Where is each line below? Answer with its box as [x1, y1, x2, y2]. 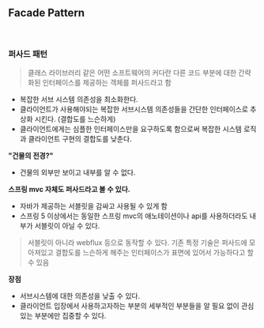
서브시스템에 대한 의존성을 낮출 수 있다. [19, 292, 141, 301]
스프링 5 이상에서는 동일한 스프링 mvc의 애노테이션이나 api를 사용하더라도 [19, 211, 248, 221]
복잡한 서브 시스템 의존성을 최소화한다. [19, 95, 138, 104]
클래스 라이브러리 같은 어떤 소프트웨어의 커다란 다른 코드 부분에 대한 [27, 68, 237, 77]
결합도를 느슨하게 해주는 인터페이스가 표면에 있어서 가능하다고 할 [55, 248, 255, 258]
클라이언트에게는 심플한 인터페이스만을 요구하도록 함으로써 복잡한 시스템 [19, 124, 243, 134]
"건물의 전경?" [8, 151, 54, 160]
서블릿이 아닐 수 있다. [34, 221, 100, 231]
